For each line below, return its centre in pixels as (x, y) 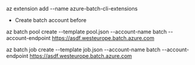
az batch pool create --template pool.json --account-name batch (86, 32)
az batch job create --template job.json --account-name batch (83, 49)
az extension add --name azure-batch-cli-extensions (72, 9)
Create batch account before (51, 20)
